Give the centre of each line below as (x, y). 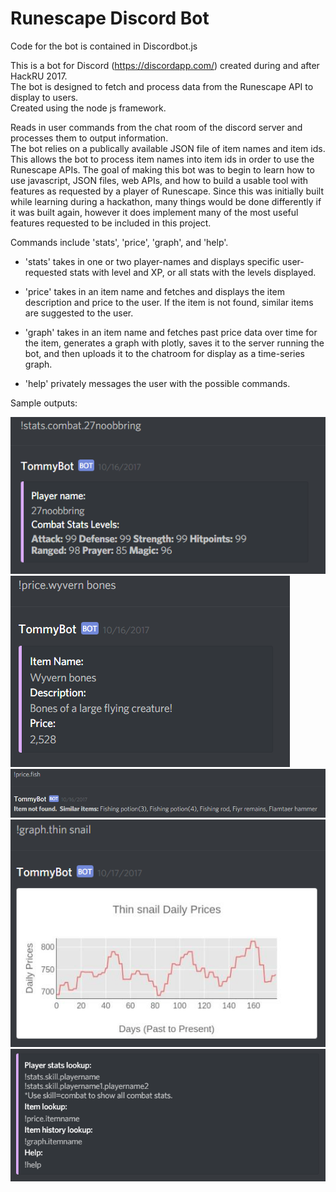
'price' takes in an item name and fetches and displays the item (154, 291)
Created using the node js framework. (88, 108)
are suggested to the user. (79, 313)
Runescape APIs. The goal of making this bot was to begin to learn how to (162, 169)
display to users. (44, 97)
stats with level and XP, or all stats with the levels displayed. (193, 272)
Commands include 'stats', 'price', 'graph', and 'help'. (119, 242)
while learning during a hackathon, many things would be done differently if (166, 201)
